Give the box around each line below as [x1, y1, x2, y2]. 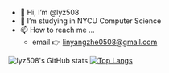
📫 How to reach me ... [19, 25, 95, 34]
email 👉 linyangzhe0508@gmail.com [31, 37, 158, 47]
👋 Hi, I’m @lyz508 [19, 8, 80, 17]
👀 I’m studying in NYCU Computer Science [19, 16, 162, 26]
